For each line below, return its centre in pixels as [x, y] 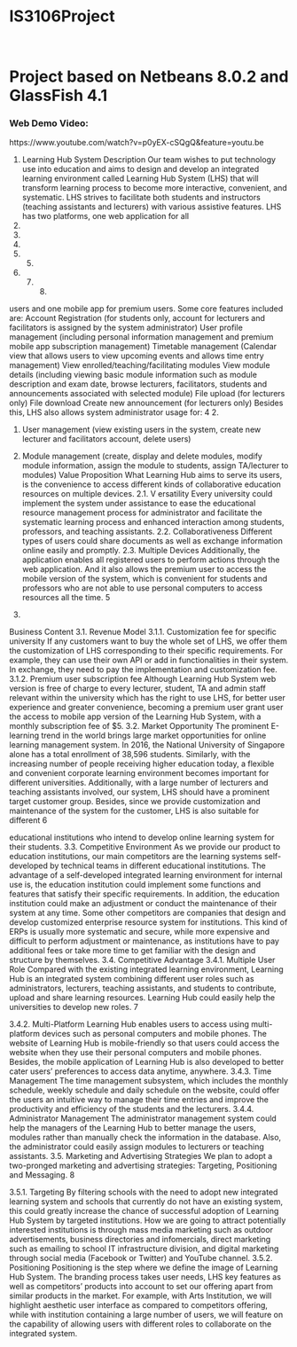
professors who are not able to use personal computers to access [142, 588]
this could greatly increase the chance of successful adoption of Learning [144, 1211]
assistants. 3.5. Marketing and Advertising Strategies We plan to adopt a [141, 1156]
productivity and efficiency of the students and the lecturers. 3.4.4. [132, 1109]
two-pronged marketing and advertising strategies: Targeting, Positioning [143, 1166]
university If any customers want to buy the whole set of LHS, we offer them [148, 641]
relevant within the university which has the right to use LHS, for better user [147, 698]
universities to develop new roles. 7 [74, 1007]
